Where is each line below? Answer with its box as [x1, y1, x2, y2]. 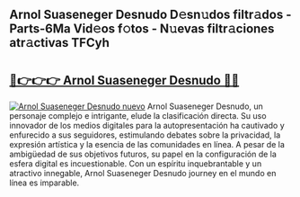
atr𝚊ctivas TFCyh [9, 35, 110, 50]
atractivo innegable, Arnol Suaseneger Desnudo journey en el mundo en [9, 168, 277, 178]
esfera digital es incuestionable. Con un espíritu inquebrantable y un [9, 158, 262, 169]
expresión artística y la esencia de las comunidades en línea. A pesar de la [9, 139, 286, 149]
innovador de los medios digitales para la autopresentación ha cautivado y [9, 121, 285, 130]
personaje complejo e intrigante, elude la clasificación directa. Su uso [9, 111, 267, 121]
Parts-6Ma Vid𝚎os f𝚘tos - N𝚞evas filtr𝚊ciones [9, 22, 275, 37]
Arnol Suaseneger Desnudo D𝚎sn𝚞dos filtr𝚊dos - [9, 7, 292, 22]
